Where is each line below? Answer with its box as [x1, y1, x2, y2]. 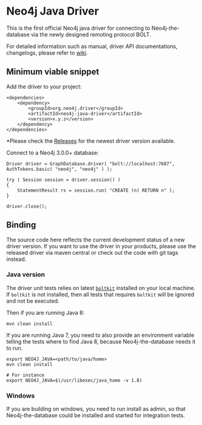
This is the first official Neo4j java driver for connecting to [6, 24, 150, 32]
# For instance [6, 372, 45, 378]
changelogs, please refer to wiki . [6, 49, 88, 56]
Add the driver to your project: [6, 83, 82, 90]
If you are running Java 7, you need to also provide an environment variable [6, 331, 195, 339]
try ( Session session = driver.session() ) [6, 176, 121, 183]
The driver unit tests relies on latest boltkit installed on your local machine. [6, 284, 196, 291]
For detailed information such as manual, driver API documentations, [6, 43, 178, 50]
